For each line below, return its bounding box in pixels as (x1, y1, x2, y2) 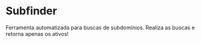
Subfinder (5, 4, 57, 18)
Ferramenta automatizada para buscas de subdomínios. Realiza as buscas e (5, 24, 196, 31)
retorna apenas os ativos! (5, 30, 69, 37)
